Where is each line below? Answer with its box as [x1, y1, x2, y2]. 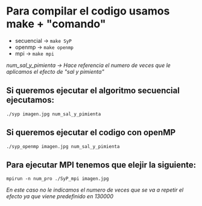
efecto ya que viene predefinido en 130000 [6, 193, 113, 200]
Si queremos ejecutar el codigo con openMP [6, 127, 176, 138]
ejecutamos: [6, 95, 54, 105]
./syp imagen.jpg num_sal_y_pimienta [6, 111, 101, 117]
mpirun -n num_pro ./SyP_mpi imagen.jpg [6, 176, 110, 182]
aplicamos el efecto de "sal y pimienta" [6, 68, 104, 75]
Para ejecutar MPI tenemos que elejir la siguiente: [6, 159, 197, 170]
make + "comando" [6, 17, 106, 31]
